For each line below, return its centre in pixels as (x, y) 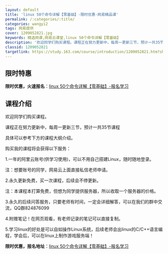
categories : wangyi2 (27, 24)
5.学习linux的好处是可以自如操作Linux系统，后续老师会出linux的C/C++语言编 (84, 229)
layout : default (22, 10)
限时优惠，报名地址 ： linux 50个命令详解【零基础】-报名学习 (67, 246)
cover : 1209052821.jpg (29, 33)
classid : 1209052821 (27, 47)
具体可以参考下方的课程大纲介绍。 (40, 138)
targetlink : (17, 52)
